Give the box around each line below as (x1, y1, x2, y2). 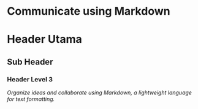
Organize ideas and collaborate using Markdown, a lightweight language (7, 89, 192, 96)
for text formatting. (7, 96, 55, 103)
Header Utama (7, 32, 82, 47)
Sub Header (7, 56, 53, 67)
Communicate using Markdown (7, 4, 170, 18)
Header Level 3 (7, 75, 53, 83)
